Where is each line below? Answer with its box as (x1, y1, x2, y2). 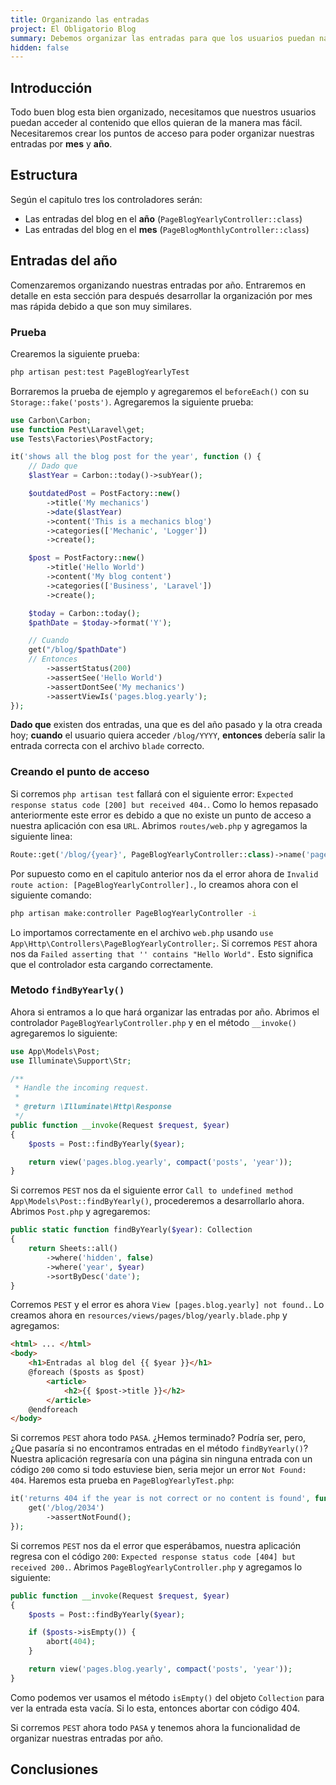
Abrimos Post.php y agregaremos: (10, 1206, 151, 1218)
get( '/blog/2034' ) (28, 1503, 105, 1513)
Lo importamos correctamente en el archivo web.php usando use (10, 926, 274, 938)
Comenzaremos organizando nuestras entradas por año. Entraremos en (10, 279, 307, 291)
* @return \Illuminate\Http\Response (14, 1102, 172, 1112)
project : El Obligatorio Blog (10, 24, 137, 34)
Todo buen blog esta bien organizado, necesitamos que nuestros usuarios (10, 106, 317, 118)
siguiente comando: (10, 889, 92, 901)
